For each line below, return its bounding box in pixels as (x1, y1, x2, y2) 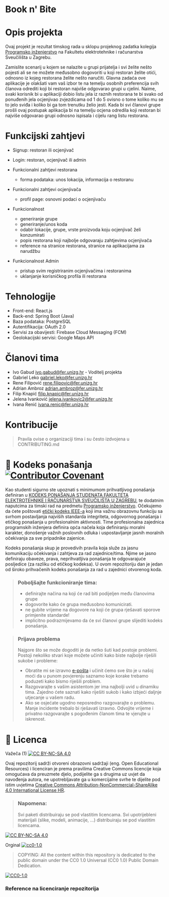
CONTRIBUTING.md (17, 441, 60, 447)
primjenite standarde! (25, 612, 70, 618)
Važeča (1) (5, 751, 27, 757)
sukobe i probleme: (17, 658, 58, 664)
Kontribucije (5, 419, 58, 431)
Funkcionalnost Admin (12, 258, 59, 264)
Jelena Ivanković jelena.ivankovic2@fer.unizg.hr (12, 396, 113, 402)
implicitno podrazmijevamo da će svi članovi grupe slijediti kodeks (25, 617, 163, 624)
